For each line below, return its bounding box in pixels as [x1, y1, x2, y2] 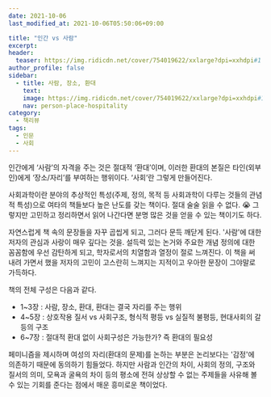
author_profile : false [8, 64, 85, 73]
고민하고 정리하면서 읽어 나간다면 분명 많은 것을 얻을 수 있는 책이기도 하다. [29, 209, 262, 219]
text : [23, 87, 42, 95]
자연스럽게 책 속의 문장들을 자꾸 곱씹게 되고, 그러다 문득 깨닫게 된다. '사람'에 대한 [8, 227, 262, 237]
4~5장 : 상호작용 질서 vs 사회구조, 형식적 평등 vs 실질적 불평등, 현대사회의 [19, 312, 253, 322]
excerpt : [8, 41, 38, 49]
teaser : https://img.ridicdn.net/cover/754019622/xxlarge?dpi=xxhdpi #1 [15, 57, 262, 65]
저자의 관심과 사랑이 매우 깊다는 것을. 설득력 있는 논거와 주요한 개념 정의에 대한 [8, 237, 256, 247]
